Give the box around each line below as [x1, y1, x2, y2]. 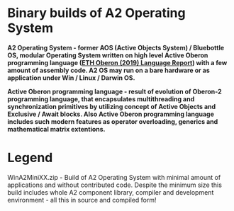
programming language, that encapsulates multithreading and [7, 94, 195, 103]
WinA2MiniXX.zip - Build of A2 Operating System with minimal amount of [7, 173, 221, 181]
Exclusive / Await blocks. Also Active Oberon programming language [7, 110, 214, 118]
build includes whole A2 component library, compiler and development [7, 188, 214, 196]
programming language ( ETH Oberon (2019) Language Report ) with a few [7, 58, 228, 67]
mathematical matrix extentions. [7, 125, 106, 133]
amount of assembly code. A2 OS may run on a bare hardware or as [7, 66, 211, 74]
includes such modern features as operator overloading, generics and [7, 117, 218, 125]
